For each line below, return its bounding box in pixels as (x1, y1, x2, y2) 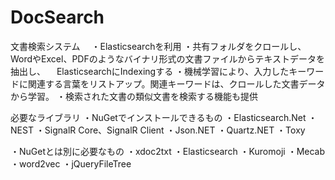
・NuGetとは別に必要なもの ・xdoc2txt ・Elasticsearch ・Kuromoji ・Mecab (10, 145, 326, 157)
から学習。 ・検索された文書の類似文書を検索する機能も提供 (10, 90, 258, 102)
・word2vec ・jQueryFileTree (10, 157, 132, 170)
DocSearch (10, 6, 105, 29)
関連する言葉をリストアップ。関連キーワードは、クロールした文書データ (27, 77, 326, 90)
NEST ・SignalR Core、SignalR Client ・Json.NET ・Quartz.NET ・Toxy (10, 124, 306, 136)
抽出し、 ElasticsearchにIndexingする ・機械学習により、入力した (10, 65, 290, 77)
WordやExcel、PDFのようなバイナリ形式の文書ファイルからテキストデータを (10, 52, 325, 65)
